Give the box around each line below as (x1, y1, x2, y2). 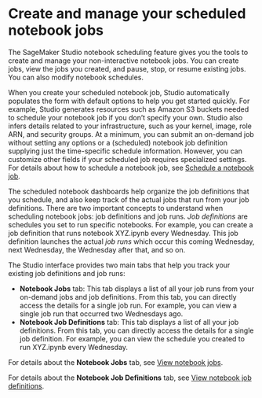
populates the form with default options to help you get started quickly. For (8, 96, 250, 105)
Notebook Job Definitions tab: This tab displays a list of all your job (19, 317, 239, 326)
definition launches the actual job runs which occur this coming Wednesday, (8, 237, 255, 246)
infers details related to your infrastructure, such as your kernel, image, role (8, 121, 253, 131)
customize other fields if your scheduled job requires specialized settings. (8, 154, 247, 164)
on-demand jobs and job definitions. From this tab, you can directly (19, 292, 237, 301)
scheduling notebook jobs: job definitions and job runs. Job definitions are (8, 212, 249, 221)
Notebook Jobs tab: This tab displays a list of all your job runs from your (19, 284, 255, 293)
